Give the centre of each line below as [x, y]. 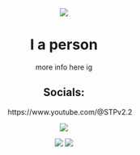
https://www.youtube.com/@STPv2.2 [70, 111]
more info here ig [64, 67]
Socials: [64, 92]
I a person [64, 45]
